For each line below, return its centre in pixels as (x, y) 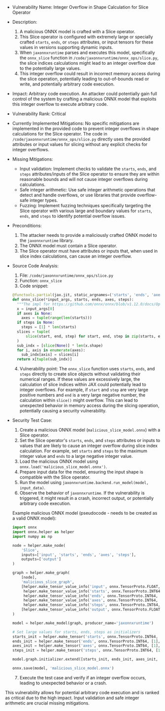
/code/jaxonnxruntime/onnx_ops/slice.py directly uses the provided (81, 139)
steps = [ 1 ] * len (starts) (49, 327)
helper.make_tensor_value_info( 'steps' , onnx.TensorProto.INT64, (92, 605)
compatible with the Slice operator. (55, 477)
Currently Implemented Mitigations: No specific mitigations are (76, 123)
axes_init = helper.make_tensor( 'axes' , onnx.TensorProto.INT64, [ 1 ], (86, 646)
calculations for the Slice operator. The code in (60, 134)
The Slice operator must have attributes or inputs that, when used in (89, 251)
